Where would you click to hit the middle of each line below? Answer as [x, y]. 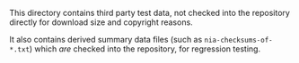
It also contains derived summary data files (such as [106, 39]
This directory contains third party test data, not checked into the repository [149, 13]
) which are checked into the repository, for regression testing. [145, 49]
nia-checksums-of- [238, 40]
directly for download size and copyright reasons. [101, 22]
